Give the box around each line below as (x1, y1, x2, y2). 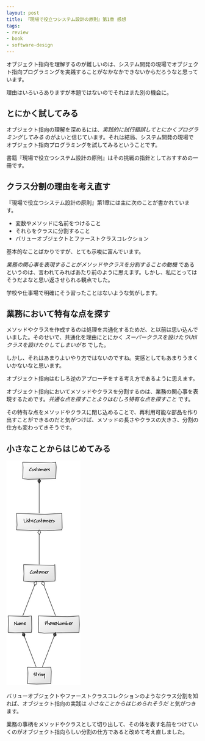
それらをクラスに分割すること (15, 227, 90, 234)
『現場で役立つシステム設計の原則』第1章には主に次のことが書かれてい (6, 199, 185, 206)
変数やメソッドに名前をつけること (15, 219, 101, 226)
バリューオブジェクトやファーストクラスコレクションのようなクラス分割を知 (6, 692, 198, 700)
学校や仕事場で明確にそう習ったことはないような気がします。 (6, 289, 161, 296)
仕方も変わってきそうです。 (6, 424, 75, 431)
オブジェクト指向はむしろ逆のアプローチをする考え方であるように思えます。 (6, 375, 198, 382)
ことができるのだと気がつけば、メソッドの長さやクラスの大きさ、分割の (16, 416, 199, 423)
